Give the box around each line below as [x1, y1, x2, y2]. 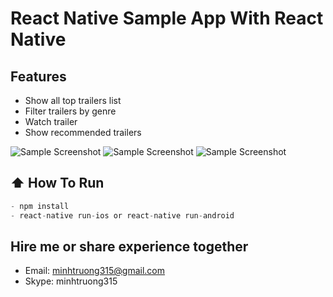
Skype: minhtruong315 [24, 275, 118, 287]
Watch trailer [24, 116, 78, 127]
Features [10, 68, 67, 85]
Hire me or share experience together [10, 238, 249, 255]
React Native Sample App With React [10, 7, 324, 30]
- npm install [10, 201, 70, 211]
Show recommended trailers [24, 127, 142, 138]
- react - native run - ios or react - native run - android [10, 210, 235, 221]
